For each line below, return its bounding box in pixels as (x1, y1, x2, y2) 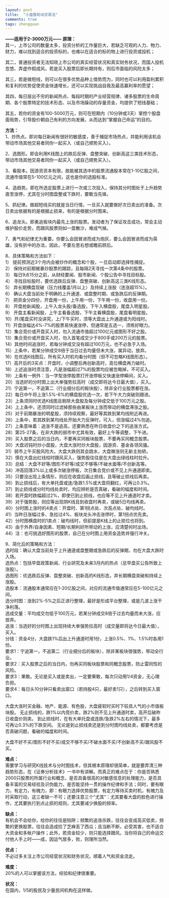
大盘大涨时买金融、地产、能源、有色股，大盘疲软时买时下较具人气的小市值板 (5, 703, 164, 709)
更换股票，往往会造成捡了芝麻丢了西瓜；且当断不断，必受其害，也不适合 (14, 823, 164, 830)
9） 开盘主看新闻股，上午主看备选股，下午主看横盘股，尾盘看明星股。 (5, 310, 150, 316)
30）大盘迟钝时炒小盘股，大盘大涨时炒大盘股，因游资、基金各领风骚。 (5, 442, 152, 448)
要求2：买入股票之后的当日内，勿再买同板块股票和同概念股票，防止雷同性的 (5, 661, 162, 667)
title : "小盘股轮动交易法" (5, 12, 58, 17)
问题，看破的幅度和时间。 (18, 728, 71, 735)
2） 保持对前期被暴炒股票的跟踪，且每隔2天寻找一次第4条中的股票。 (5, 265, 147, 271)
